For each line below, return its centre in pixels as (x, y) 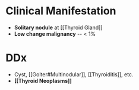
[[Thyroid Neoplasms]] (43, 80)
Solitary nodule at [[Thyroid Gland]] (58, 27)
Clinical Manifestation (61, 11)
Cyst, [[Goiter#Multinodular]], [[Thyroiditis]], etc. (74, 74)
